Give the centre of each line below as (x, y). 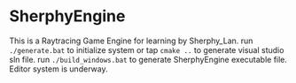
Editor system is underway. (58, 69)
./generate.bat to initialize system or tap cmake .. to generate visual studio (147, 49)
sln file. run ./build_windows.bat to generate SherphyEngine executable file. (148, 59)
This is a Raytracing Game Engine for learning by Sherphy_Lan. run (131, 41)
